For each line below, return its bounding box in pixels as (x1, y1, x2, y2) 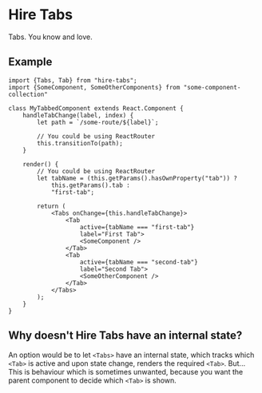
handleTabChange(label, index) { (22, 111, 134, 119)
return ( (37, 202, 66, 210)
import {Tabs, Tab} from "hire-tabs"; (8, 76, 137, 85)
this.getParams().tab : (50, 181, 130, 189)
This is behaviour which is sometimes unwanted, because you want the (8, 367, 244, 376)
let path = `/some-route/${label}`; (37, 118, 159, 126)
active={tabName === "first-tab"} (79, 223, 195, 231)
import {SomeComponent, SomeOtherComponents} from (8, 83, 181, 91)
